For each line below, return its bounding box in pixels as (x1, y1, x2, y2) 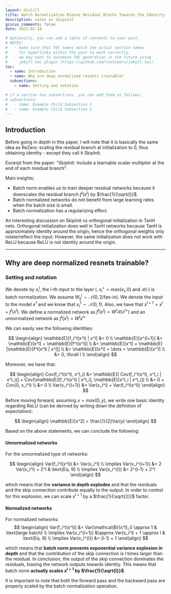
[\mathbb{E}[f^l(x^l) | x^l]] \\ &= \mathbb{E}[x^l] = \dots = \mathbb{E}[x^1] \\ (6, 346, 165, 352)
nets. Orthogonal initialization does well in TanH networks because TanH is (5, 222, 162, 229)
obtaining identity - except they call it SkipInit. (5, 150, 101, 156)
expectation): (5, 408, 33, 414)
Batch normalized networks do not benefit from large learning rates (12, 196, 154, 203)
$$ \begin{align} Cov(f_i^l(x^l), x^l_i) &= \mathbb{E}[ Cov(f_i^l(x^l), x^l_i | (9, 371, 162, 378)
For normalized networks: (5, 516, 59, 523)
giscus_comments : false (5, 21, 56, 27)
